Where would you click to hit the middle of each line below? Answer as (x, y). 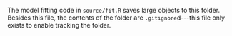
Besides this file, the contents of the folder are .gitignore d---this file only (116, 18)
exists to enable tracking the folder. (59, 25)
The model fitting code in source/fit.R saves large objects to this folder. (114, 10)
